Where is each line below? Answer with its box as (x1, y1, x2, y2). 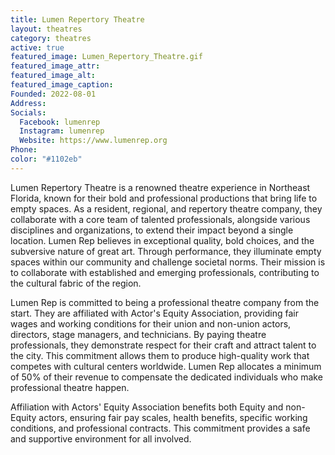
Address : (10, 98, 47, 108)
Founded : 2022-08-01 (10, 89, 97, 99)
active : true (10, 42, 65, 53)
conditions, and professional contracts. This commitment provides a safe (10, 422, 311, 434)
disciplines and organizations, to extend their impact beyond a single (10, 224, 294, 236)
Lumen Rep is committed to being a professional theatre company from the (10, 296, 320, 308)
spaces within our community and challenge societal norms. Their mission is (10, 256, 326, 268)
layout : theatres (10, 24, 83, 34)
